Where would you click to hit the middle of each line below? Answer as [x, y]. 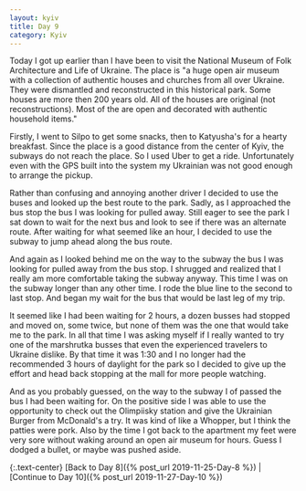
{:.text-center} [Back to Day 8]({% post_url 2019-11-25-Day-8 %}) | [136, 467]
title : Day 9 [34, 26]
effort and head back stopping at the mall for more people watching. [138, 374]
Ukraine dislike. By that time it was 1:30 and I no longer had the [128, 355]
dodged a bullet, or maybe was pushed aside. [95, 450]
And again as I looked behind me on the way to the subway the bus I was [147, 259]
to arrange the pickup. [51, 175]
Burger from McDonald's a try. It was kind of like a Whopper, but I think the [150, 421]
